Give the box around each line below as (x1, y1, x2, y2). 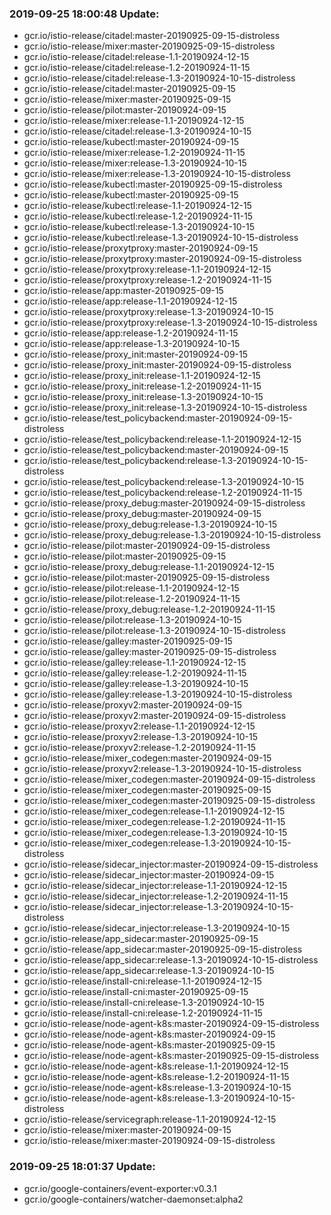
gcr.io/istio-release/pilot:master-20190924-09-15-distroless (23, 540, 271, 552)
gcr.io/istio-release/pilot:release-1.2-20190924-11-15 (23, 593, 241, 605)
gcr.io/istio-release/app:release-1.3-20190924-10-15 (23, 338, 241, 350)
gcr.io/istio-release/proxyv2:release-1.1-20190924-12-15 (23, 720, 256, 732)
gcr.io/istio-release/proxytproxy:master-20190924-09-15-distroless (23, 253, 302, 265)
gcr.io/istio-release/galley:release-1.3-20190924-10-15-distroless (23, 688, 293, 701)
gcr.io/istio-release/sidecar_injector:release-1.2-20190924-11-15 (23, 890, 289, 902)
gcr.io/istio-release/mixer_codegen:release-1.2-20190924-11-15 (23, 816, 286, 828)
